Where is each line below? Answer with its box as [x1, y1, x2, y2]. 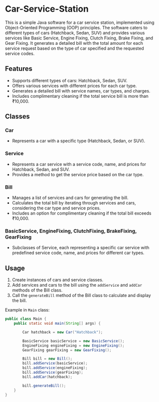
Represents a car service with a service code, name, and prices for [12, 161, 146, 167]
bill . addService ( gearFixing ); [22, 370, 83, 375]
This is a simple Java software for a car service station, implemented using [5, 19, 155, 25]
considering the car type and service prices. [12, 205, 101, 211]
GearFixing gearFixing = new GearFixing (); [22, 347, 111, 352]
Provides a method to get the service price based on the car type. [12, 171, 144, 177]
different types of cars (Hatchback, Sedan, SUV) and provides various [5, 30, 145, 36]
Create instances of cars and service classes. [12, 277, 103, 283]
